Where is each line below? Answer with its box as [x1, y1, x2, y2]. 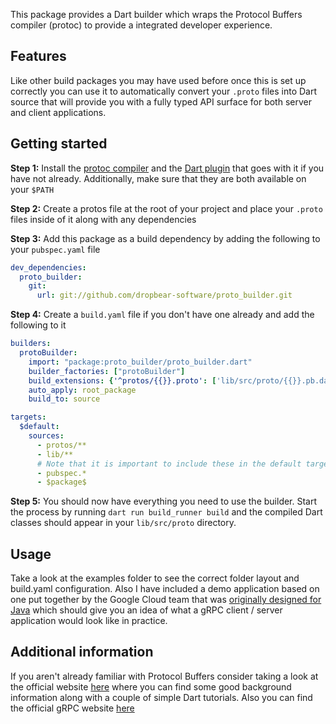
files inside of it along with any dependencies [10, 213, 197, 225]
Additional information [10, 644, 154, 661]
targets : [10, 412, 47, 423]
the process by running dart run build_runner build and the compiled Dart [10, 506, 323, 518]
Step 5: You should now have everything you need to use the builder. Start [10, 495, 318, 508]
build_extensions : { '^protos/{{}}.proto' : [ [28, 375, 217, 386]
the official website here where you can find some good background [10, 680, 292, 693]
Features [10, 48, 67, 65]
